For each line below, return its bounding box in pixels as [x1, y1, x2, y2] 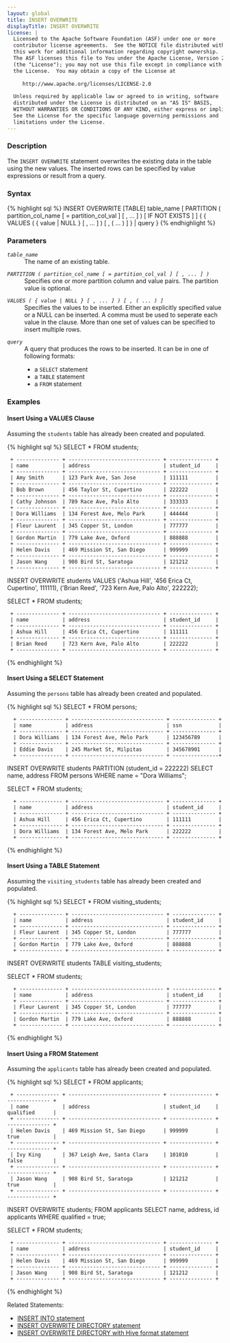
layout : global [7, 10, 51, 17]
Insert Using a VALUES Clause [7, 414, 94, 422]
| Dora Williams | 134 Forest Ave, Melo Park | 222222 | [13, 828, 222, 835]
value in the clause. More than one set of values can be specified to [24, 318, 216, 326]
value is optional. [24, 284, 73, 293]
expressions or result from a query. [7, 171, 106, 179]
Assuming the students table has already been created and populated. [7, 429, 205, 438]
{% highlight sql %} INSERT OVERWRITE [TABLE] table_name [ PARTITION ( [7, 204, 221, 213]
